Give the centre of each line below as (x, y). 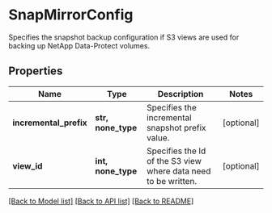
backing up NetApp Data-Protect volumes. (79, 45)
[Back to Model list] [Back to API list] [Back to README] (101, 201)
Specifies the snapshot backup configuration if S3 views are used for (124, 37)
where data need (179, 171)
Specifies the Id (176, 151)
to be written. (172, 181)
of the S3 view (174, 161)
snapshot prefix (176, 127)
